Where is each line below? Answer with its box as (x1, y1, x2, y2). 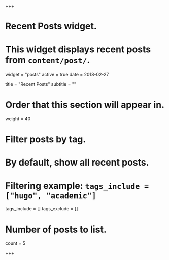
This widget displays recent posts (5, 44, 151, 55)
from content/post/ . (5, 54, 90, 66)
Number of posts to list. (5, 223, 107, 235)
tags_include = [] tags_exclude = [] (5, 206, 78, 212)
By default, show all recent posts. (5, 157, 149, 168)
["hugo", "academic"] (5, 191, 96, 201)
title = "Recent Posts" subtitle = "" (5, 81, 77, 87)
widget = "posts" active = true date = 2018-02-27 (5, 72, 109, 78)
